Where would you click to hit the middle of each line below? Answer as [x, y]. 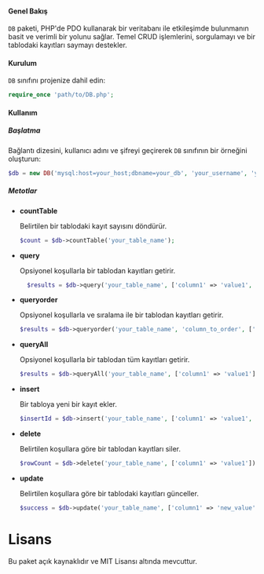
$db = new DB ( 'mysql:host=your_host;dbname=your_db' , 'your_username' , [128, 173]
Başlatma [24, 130]
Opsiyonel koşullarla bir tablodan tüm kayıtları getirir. [104, 360]
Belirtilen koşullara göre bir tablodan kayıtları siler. [100, 449]
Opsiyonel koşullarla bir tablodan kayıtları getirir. [97, 270]
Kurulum [23, 63]
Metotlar [23, 191]
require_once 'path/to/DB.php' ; [61, 95]
